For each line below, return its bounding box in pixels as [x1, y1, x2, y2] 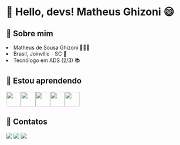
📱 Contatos [6, 117, 48, 127]
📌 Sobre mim [6, 29, 54, 39]
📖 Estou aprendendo [6, 76, 82, 86]
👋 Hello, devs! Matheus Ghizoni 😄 [6, 5, 175, 19]
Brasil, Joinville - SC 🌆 [13, 50, 67, 57]
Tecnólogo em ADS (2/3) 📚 [13, 57, 80, 64]
